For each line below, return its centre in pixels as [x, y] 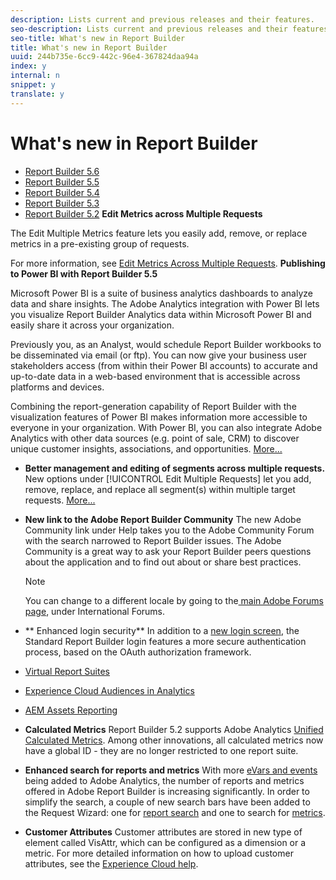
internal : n [35, 76]
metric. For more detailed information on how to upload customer [159, 853]
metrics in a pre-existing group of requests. [100, 243]
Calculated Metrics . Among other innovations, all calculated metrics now [174, 740]
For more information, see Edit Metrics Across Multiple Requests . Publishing [168, 263]
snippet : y [33, 85]
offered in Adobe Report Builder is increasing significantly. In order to [167, 791]
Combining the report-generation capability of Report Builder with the [153, 406]
